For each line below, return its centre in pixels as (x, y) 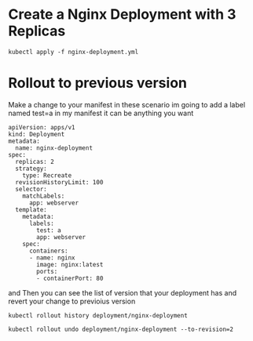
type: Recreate (47, 175)
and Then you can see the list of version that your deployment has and (123, 292)
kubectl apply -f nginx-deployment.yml (73, 52)
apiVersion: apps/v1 (42, 127)
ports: (47, 271)
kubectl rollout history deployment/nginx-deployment (98, 315)
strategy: (31, 169)
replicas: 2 (35, 161)
